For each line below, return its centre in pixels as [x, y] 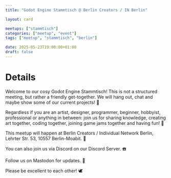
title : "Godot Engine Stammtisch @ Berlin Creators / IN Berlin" [76, 10]
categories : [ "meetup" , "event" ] [41, 33]
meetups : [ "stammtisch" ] [32, 29]
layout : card [19, 19]
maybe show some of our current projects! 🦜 [52, 102]
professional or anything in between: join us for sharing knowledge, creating [86, 118]
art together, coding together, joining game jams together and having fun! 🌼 [85, 123]
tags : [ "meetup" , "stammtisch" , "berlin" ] [51, 38]
